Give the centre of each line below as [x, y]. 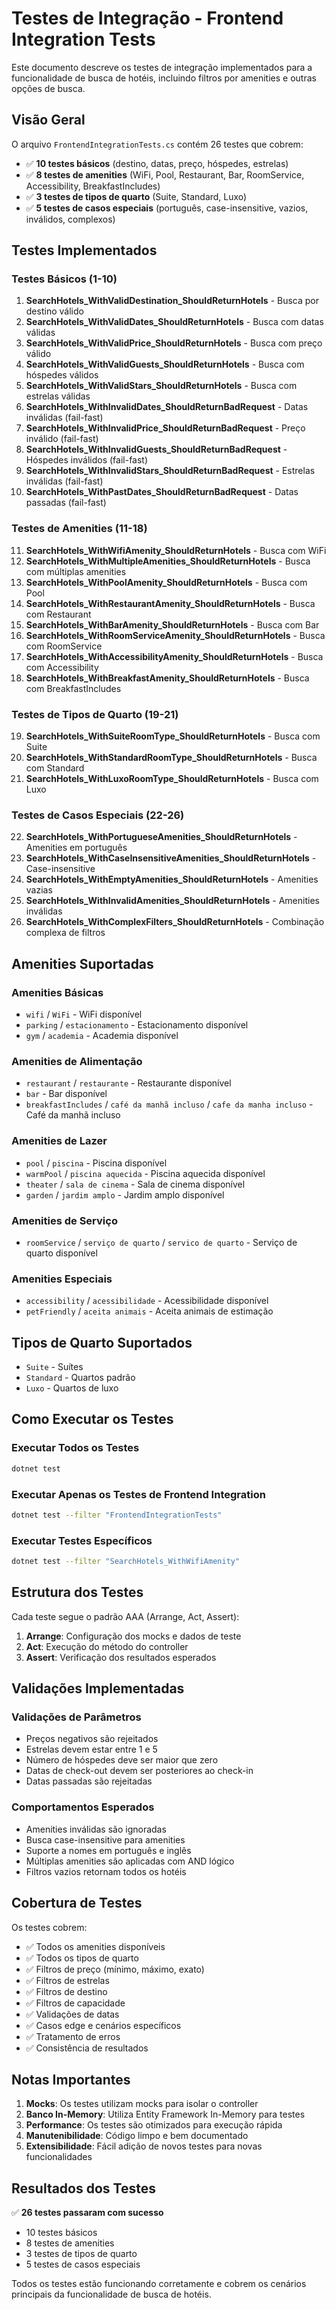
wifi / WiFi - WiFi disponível [84, 1014]
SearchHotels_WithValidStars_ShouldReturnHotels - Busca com [161, 386]
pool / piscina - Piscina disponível [96, 1163]
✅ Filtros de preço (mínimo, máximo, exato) [115, 1969]
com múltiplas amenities [76, 571]
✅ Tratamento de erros [73, 2036]
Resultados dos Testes [83, 2188]
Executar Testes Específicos [82, 1540]
